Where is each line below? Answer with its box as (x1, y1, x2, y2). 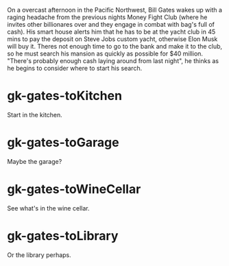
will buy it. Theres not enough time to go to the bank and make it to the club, (7, 43, 223, 50)
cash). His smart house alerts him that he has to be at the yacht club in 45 (7, 27, 216, 36)
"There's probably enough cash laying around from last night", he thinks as (7, 57, 219, 64)
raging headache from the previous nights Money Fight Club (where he (7, 13, 208, 21)
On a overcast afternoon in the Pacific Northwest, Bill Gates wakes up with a (7, 6, 223, 14)
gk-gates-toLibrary (7, 228, 119, 243)
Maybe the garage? (7, 157, 62, 165)
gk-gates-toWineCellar (7, 182, 141, 197)
